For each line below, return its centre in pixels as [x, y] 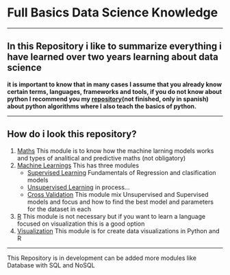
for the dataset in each [59, 209]
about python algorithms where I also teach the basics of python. [102, 106]
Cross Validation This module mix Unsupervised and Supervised [118, 194]
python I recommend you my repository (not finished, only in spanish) [108, 99]
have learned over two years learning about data [113, 57]
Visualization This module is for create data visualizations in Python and [118, 230]
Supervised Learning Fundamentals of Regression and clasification [122, 172]
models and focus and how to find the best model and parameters [120, 202]
